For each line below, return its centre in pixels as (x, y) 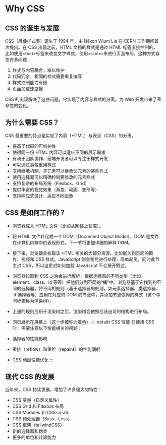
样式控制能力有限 (30, 83)
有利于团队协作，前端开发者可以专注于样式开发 (60, 158)
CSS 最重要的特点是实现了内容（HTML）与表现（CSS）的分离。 (71, 135)
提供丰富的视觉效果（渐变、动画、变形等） (56, 190)
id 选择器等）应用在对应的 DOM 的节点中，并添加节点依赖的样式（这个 (84, 294)
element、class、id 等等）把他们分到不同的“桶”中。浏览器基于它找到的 (84, 282)
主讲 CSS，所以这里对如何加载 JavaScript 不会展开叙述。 (71, 265)
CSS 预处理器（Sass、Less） (42, 419)
